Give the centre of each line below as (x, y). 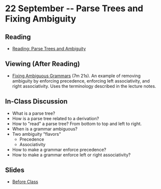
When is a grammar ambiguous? (45, 129)
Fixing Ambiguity (41, 19)
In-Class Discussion (36, 101)
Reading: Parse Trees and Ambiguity (49, 49)
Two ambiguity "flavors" (36, 134)
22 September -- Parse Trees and (74, 9)
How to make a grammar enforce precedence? (59, 149)
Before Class (25, 182)
